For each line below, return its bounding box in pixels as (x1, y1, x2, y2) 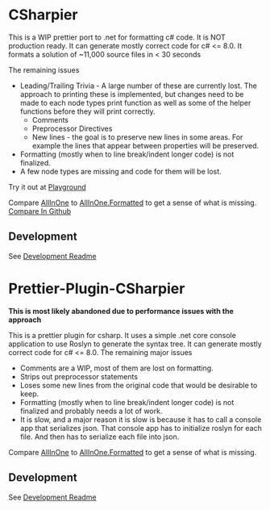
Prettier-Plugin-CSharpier (8, 279, 185, 298)
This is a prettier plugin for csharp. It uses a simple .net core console (8, 330, 236, 340)
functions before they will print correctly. (19, 107, 156, 116)
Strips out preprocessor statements (19, 371, 139, 381)
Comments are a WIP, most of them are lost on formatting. (19, 363, 214, 373)
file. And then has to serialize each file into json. (19, 432, 180, 441)
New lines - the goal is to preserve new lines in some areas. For (31, 132, 243, 142)
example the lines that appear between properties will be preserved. (31, 140, 260, 150)
